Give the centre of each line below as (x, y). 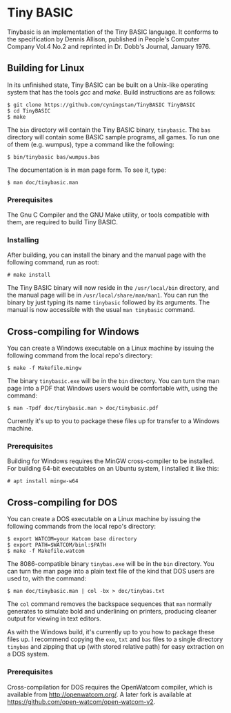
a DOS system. (28, 654)
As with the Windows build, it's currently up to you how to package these (111, 632)
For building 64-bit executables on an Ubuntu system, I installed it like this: (113, 469)
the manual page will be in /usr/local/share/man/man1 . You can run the (108, 295)
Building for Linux (46, 68)
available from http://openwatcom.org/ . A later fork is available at (99, 694)
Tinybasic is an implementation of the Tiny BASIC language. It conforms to (113, 32)
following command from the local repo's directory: (80, 355)
